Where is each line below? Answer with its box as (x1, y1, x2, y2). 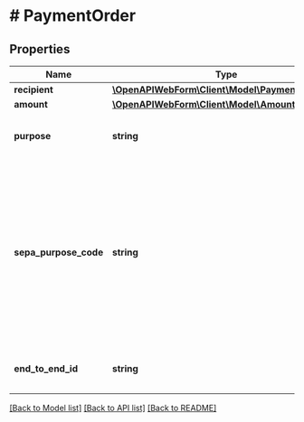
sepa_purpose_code (14, 246, 104, 258)
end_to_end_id (14, 362, 79, 375)
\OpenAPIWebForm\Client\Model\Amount (111, 98, 296, 110)
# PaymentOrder (9, 5, 137, 26)
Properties (9, 42, 71, 57)
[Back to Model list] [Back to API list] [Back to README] (9, 403, 217, 413)
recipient (14, 83, 54, 96)
